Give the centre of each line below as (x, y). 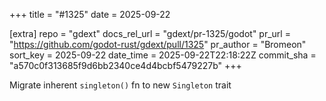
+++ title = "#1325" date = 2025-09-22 (90, 14)
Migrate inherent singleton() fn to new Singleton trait (120, 85)
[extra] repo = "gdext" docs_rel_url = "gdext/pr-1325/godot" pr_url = (150, 33)
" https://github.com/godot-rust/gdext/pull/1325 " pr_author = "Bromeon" (158, 44)
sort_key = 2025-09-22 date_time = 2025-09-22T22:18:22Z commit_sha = (163, 55)
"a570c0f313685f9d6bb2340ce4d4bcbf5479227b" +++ (125, 65)
